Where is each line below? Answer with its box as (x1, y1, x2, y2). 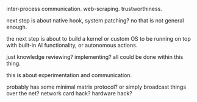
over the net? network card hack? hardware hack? (6, 90, 132, 97)
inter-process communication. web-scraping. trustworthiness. (6, 5, 163, 12)
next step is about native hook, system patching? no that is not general (6, 17, 184, 24)
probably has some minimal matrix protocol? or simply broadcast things (6, 83, 187, 90)
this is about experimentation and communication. (6, 72, 132, 78)
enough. (6, 24, 27, 30)
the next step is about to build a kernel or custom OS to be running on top (6, 35, 191, 42)
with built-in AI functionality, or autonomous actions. (6, 42, 138, 49)
